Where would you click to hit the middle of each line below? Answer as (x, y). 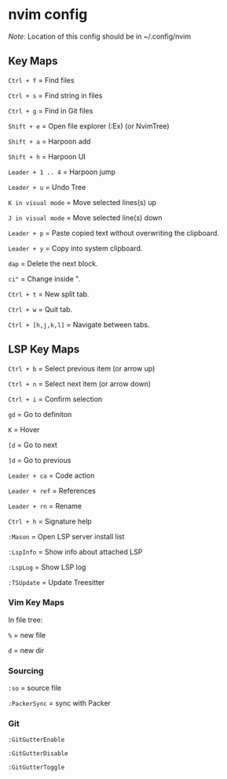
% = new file (27, 635)
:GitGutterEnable (37, 740)
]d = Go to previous (40, 460)
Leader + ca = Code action (51, 475)
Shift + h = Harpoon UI (47, 156)
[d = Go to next (33, 445)
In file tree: (26, 620)
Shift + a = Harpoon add (49, 141)
